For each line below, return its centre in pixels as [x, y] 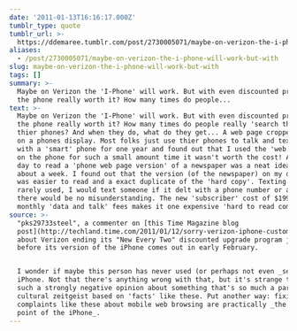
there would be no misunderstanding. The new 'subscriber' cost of [144, 199]
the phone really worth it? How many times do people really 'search [148, 125]
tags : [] [25, 75]
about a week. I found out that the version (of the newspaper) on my [150, 173]
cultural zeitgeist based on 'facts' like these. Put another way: [144, 296]
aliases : [25, 50]
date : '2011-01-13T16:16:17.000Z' [73, 17]
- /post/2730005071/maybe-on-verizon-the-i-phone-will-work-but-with [148, 58]
